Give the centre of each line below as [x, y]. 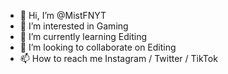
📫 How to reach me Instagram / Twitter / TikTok [118, 58]
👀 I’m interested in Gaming [74, 26]
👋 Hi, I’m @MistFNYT [63, 15]
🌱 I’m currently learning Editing [83, 36]
